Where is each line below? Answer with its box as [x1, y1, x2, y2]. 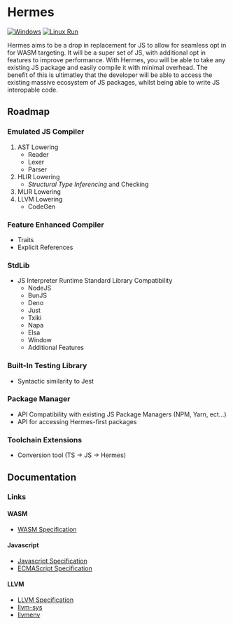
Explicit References [17, 243, 73, 251]
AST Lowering [17, 143, 59, 151]
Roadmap [7, 106, 50, 118]
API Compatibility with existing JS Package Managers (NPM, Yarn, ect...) [17, 410, 227, 419]
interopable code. [7, 85, 58, 94]
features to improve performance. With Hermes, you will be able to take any [7, 55, 226, 64]
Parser [27, 165, 48, 174]
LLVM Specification [17, 596, 74, 604]
